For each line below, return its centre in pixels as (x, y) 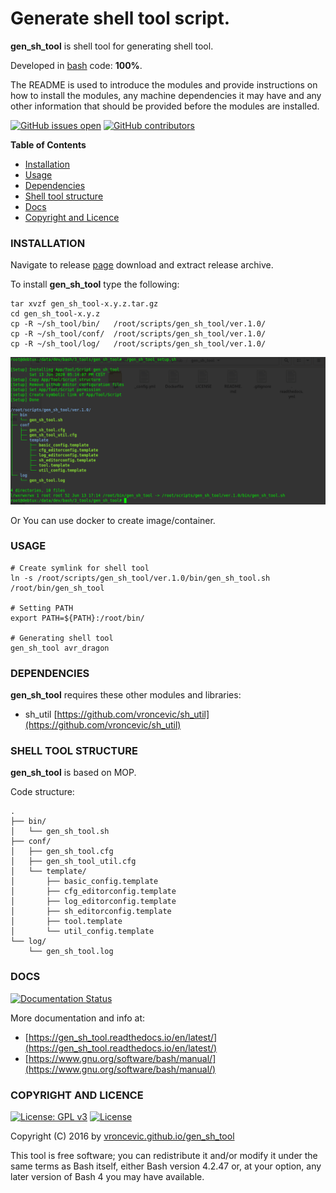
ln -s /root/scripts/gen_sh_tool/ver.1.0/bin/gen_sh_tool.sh (140, 578)
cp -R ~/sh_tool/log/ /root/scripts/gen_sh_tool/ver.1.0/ (138, 344)
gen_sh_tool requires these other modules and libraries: (126, 695)
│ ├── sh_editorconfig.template (91, 912)
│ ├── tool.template (66, 922)
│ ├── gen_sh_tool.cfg (62, 852)
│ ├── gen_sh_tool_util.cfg (73, 862)
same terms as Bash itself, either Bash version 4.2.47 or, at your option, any (166, 1166)
